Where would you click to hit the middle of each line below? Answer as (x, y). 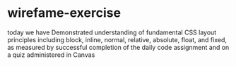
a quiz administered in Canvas (51, 55)
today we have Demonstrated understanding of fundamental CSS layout (112, 32)
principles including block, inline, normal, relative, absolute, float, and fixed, (117, 39)
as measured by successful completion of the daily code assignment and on (118, 47)
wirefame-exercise (64, 13)
